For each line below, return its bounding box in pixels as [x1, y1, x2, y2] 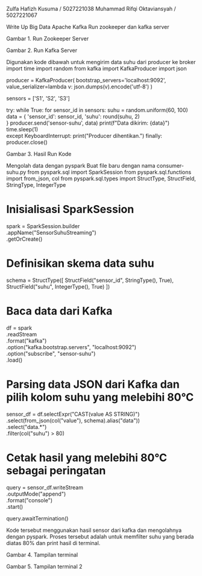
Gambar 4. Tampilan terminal [6, 551, 78, 558]
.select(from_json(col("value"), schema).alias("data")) [6, 417, 140, 424]
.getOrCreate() [6, 235, 43, 243]
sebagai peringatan [6, 463, 106, 477]
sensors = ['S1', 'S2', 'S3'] [6, 95, 71, 102]
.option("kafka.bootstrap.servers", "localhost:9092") [6, 343, 137, 350]
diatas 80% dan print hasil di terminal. [6, 539, 101, 546]
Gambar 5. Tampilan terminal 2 [6, 563, 83, 570]
